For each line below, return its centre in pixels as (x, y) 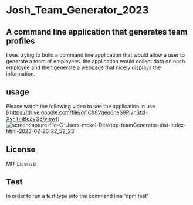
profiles (21, 41)
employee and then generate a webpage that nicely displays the (84, 67)
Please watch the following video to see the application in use (81, 106)
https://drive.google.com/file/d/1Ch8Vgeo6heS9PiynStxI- (79, 112)
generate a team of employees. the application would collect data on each (96, 61)
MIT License (21, 163)
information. (21, 74)
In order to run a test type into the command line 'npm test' (77, 196)
